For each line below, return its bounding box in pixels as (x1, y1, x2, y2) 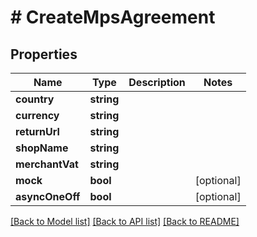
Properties (10, 46, 78, 63)
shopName (15, 141, 69, 155)
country (15, 92, 55, 106)
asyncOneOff (15, 190, 81, 203)
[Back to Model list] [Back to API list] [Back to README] (10, 216, 240, 227)
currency (15, 109, 60, 122)
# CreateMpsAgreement (10, 6, 216, 29)
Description (128, 76, 186, 89)
